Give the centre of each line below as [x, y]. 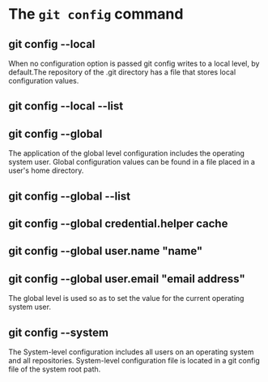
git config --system [59, 332]
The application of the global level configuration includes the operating [127, 153]
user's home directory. [46, 170]
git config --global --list [70, 196]
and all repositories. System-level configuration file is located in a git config [134, 361]
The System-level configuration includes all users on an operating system [131, 352]
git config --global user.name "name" [106, 251]
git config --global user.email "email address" [127, 279]
